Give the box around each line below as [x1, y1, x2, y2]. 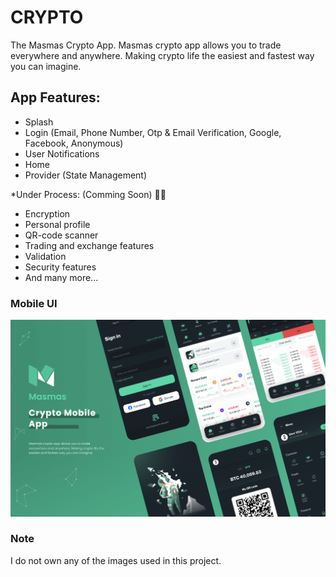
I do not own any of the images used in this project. [10, 554, 222, 566]
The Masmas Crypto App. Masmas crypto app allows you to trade [10, 39, 282, 51]
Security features [24, 261, 97, 273]
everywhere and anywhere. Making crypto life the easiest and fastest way [10, 49, 315, 61]
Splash [24, 116, 54, 128]
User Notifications [24, 147, 100, 160]
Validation [24, 250, 67, 262]
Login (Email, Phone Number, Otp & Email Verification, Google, [24, 126, 282, 138]
